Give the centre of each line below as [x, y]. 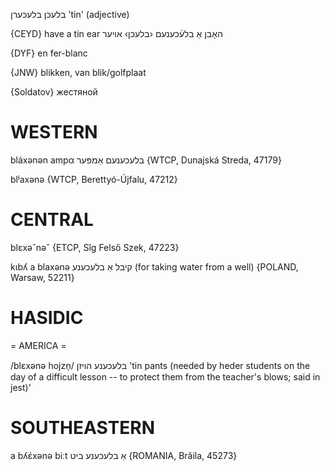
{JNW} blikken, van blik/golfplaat [78, 72]
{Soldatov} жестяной [54, 92]
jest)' [21, 387]
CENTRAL [52, 220]
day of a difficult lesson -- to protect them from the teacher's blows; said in [165, 376]
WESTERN [54, 132]
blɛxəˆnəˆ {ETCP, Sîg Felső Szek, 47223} [95, 247]
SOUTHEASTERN [83, 428]
